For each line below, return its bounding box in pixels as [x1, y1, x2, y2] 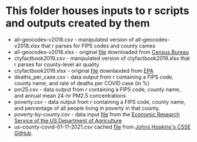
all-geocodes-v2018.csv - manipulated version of [14, 36, 134, 43]
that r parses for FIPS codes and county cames [41, 42, 156, 49]
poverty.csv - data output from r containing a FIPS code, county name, [14, 98, 186, 105]
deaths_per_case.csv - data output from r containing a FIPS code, [14, 73, 174, 80]
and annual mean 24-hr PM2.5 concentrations [14, 92, 126, 99]
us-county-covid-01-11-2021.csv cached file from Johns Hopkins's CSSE [14, 123, 191, 130]
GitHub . [14, 129, 33, 136]
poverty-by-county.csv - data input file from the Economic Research [14, 110, 180, 118]
